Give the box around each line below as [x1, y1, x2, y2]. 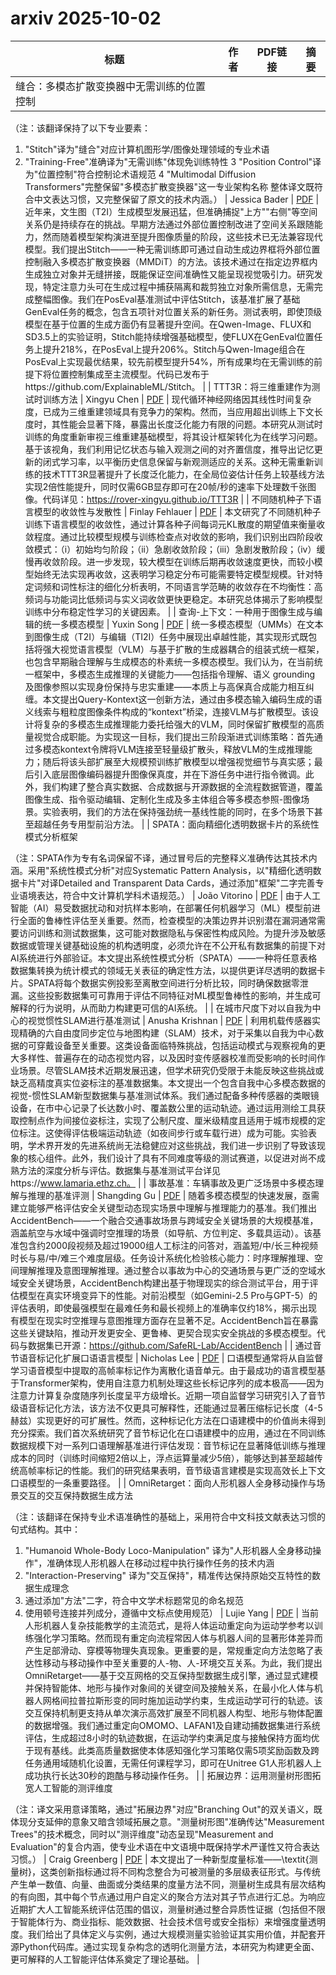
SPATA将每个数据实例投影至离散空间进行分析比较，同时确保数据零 [27, 977, 300, 989]
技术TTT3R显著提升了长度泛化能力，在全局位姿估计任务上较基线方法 [42, 468, 325, 480]
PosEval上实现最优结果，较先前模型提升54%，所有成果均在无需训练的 [24, 355, 315, 367]
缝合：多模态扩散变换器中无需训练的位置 [15, 79, 207, 93]
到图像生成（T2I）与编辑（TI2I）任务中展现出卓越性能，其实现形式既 [24, 630, 309, 642]
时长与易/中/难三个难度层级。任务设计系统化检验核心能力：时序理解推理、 [10, 1252, 315, 1264]
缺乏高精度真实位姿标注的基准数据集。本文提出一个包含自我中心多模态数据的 [10, 1077, 326, 1089]
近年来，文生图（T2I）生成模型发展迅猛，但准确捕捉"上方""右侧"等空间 [24, 205, 318, 217]
